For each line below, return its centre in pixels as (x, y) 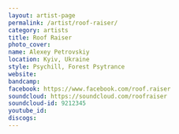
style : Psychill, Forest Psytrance (67, 67)
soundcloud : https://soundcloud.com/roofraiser (88, 96)
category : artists (38, 30)
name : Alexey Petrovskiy (49, 52)
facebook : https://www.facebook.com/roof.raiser (89, 89)
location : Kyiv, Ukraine (49, 60)
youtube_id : (28, 111)
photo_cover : (30, 45)
